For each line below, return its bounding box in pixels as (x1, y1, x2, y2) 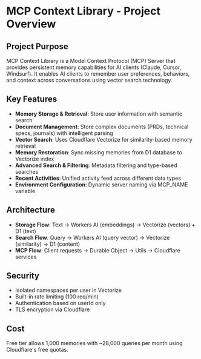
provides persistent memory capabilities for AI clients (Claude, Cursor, (6, 64, 182, 71)
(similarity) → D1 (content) (15, 240, 81, 248)
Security (6, 271, 39, 281)
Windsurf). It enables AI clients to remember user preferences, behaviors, (6, 70, 190, 77)
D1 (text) (15, 227, 36, 234)
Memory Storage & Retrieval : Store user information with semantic (15, 110, 183, 117)
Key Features (6, 94, 58, 104)
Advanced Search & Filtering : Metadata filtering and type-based (15, 162, 177, 169)
